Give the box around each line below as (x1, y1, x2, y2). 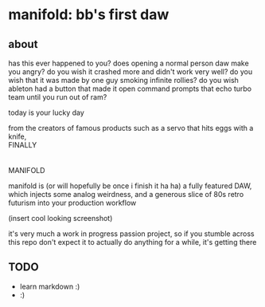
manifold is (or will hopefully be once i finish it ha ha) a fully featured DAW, (8, 181, 252, 191)
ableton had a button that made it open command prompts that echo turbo (8, 84, 252, 93)
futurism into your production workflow (8, 198, 137, 207)
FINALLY (8, 140, 37, 149)
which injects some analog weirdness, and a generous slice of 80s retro (8, 190, 244, 199)
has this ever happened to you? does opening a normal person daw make (8, 58, 249, 68)
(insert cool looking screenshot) (8, 214, 113, 222)
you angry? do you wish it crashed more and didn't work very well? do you (8, 67, 253, 77)
